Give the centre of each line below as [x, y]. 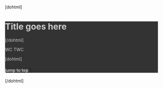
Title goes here [36, 27]
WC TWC [15, 49]
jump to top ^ [18, 70]
